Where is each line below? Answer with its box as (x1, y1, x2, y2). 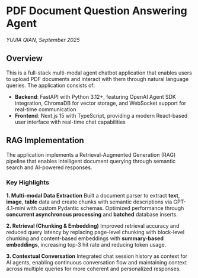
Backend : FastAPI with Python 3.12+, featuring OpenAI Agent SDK (14, 93, 177, 100)
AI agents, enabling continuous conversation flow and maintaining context (6, 258, 187, 266)
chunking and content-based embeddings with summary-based (6, 235, 164, 242)
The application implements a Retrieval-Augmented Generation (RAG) (6, 151, 176, 158)
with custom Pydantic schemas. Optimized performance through (26, 204, 184, 211)
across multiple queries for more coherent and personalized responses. (6, 265, 181, 272)
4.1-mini (6, 204, 25, 211)
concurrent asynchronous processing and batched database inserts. (6, 211, 178, 218)
